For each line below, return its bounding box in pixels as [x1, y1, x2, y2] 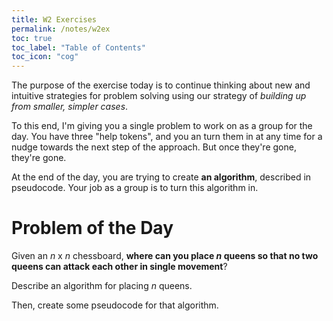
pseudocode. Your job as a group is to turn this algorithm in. [11, 182, 259, 194]
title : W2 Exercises [11, 14, 98, 25]
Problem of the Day [11, 217, 174, 240]
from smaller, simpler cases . [11, 101, 129, 113]
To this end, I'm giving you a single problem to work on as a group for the [11, 120, 313, 132]
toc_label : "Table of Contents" [11, 42, 146, 53]
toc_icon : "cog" [11, 52, 79, 62]
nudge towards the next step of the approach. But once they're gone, [11, 141, 297, 153]
